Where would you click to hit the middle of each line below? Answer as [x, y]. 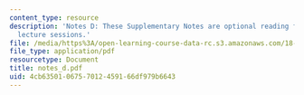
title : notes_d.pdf [46, 69]
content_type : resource [54, 18]
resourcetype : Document [54, 60]
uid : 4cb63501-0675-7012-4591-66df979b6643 [93, 77]
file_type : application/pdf [62, 52]
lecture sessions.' [54, 34]
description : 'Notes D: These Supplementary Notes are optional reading [149, 26]
